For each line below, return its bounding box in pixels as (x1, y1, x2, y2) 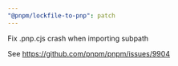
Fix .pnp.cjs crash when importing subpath (7, 33, 149, 43)
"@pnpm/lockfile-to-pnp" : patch (7, 11, 115, 20)
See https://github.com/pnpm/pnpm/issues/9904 (7, 49, 170, 58)
